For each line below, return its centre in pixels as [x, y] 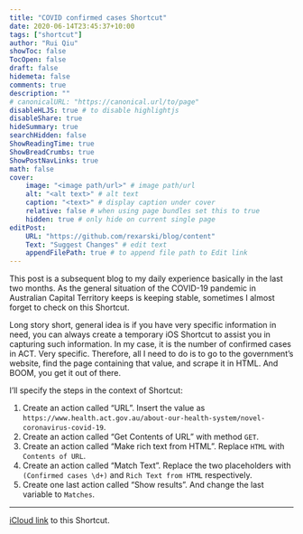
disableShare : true [46, 118]
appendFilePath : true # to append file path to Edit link [137, 253]
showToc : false [38, 52]
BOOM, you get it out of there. [65, 373]
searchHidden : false [48, 136]
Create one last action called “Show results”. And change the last [143, 485]
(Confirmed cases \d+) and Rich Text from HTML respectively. [137, 475]
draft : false [34, 69]
